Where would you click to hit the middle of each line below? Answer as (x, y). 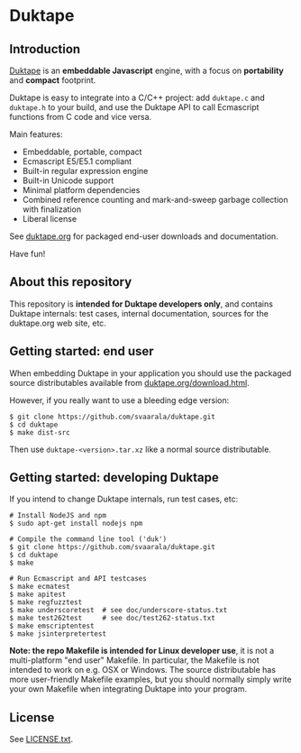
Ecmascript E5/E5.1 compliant (77, 161)
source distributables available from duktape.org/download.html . (129, 382)
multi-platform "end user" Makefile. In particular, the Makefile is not (134, 660)
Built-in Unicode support (68, 180)
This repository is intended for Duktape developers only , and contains (141, 304)
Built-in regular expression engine (85, 171)
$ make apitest (38, 595)
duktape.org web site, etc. (58, 323)
